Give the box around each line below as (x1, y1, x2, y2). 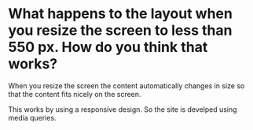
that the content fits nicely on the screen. (8, 89, 141, 98)
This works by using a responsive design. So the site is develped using (8, 104, 237, 114)
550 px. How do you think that (8, 39, 208, 56)
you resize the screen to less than (8, 21, 233, 39)
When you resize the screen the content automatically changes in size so (8, 80, 245, 91)
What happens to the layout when (8, 5, 233, 23)
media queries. (8, 113, 57, 122)
